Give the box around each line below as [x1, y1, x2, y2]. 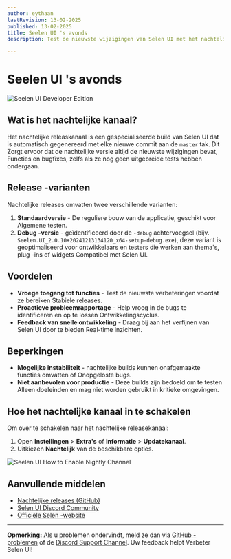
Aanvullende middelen [7, 478, 107, 490]
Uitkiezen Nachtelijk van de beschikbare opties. [16, 444, 153, 453]
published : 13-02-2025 [7, 23, 72, 30]
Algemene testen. [16, 221, 67, 229]
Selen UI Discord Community [16, 503, 100, 511]
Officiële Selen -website [16, 511, 86, 519]
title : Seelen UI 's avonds [7, 29, 88, 37]
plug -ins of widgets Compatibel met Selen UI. [16, 250, 148, 259]
